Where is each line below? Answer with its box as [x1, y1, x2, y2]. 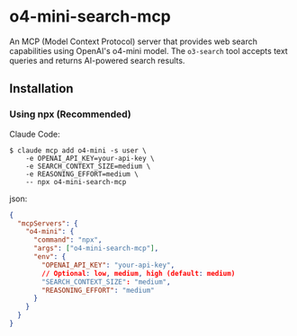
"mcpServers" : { [17, 218, 78, 228]
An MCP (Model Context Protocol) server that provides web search [9, 36, 258, 47]
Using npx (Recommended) [9, 108, 132, 120]
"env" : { [32, 252, 67, 261]
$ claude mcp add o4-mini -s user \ [9, 146, 147, 155]
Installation [9, 81, 74, 96]
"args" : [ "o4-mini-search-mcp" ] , [32, 244, 159, 253]
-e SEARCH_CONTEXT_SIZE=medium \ [25, 162, 151, 171]
